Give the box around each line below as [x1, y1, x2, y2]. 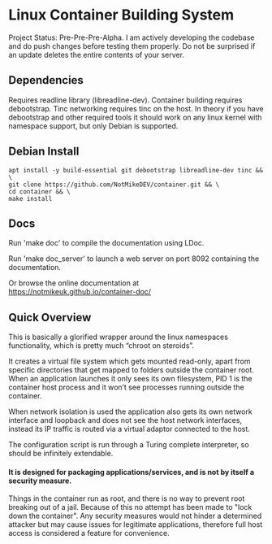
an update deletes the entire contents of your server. [8, 50, 185, 59]
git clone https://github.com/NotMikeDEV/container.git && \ [8, 181, 220, 189]
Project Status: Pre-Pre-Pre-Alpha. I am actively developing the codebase [8, 33, 255, 42]
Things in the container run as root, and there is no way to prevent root [8, 494, 245, 503]
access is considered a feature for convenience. [8, 529, 170, 538]
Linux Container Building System [8, 6, 235, 24]
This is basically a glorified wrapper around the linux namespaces [8, 332, 229, 342]
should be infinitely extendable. [8, 449, 114, 459]
